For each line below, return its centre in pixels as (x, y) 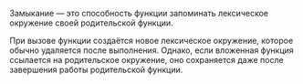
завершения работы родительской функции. (96, 69)
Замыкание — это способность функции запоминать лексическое (139, 13)
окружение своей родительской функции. (91, 23)
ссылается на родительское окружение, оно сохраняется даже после (147, 60)
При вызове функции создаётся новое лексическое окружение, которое (151, 41)
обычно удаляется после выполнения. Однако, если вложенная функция (151, 50)
